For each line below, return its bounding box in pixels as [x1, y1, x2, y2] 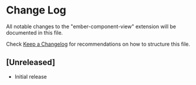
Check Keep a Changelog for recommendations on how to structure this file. [6, 40, 191, 47]
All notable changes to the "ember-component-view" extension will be [6, 23, 176, 30]
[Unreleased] [6, 57, 56, 67]
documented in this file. [6, 29, 63, 36]
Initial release [14, 73, 47, 80]
